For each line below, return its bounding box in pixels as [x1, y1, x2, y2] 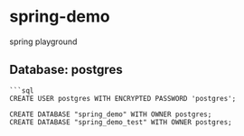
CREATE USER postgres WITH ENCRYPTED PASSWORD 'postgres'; [9, 94, 237, 103]
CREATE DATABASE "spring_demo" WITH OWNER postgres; [9, 110, 212, 119]
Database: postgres [9, 62, 124, 77]
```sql [9, 86, 34, 95]
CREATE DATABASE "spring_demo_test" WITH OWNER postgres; [9, 117, 232, 127]
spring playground [9, 36, 78, 47]
